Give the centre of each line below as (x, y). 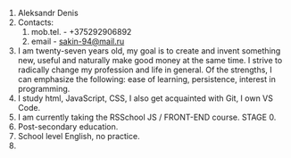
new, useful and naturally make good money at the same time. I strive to (150, 60)
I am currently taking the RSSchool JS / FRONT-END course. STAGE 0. (147, 117)
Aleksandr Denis (48, 13)
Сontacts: (36, 22)
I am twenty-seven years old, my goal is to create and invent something (149, 51)
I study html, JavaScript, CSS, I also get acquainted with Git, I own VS (145, 98)
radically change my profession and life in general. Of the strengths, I (145, 70)
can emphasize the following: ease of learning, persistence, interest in (147, 79)
